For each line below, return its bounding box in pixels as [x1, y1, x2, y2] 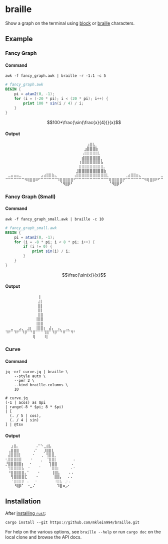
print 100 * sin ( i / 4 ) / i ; [23, 100, 84, 106]
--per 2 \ [14, 378, 35, 383]
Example [5, 35, 33, 43]
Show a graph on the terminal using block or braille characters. [5, 20, 135, 26]
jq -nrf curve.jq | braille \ [5, 369, 68, 375]
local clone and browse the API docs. [5, 534, 82, 540]
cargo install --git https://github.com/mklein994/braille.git [5, 520, 140, 525]
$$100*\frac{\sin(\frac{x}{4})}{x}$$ [46, 119, 121, 125]
